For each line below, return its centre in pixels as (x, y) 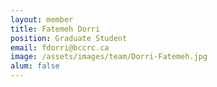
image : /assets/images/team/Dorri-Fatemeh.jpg (109, 57)
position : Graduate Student (69, 38)
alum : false (35, 66)
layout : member (42, 19)
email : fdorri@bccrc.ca (60, 47)
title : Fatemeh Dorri (55, 29)
